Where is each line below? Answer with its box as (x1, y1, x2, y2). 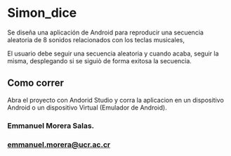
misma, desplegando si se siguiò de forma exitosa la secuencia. (7, 56, 192, 65)
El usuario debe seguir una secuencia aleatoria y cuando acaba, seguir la (7, 49, 219, 58)
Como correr (7, 77, 65, 89)
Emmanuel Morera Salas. (7, 121, 95, 131)
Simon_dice (7, 5, 77, 21)
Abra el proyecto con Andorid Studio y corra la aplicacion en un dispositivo (7, 96, 225, 104)
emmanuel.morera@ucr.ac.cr (7, 139, 111, 149)
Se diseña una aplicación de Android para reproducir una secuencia (7, 28, 204, 37)
